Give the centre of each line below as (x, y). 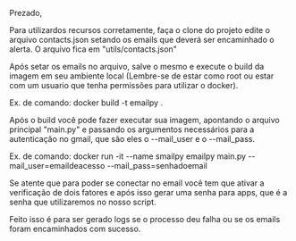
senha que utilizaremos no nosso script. (83, 202)
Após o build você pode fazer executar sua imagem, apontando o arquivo (144, 120)
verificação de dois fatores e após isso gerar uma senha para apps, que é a (148, 192)
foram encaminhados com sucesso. (75, 229)
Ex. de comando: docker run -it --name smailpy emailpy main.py (128, 156)
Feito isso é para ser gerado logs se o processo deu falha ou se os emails (145, 219)
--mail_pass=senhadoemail (157, 166)
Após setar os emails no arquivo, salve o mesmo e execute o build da (137, 66)
